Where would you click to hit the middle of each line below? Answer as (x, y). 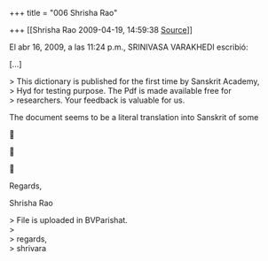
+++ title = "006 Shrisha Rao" (63, 13)
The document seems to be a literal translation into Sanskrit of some (134, 117)
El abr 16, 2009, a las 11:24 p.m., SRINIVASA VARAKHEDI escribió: (129, 47)
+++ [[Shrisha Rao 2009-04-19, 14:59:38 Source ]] (101, 30)
